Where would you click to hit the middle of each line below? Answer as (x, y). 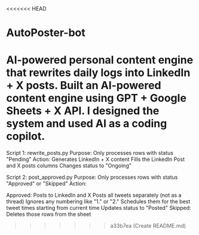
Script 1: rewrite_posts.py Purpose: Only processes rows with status (90, 153)
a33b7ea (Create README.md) (148, 226)
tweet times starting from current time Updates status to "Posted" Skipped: (99, 208)
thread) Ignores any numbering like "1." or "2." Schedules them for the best (98, 202)
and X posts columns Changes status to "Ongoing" (69, 166)
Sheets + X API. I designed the (83, 111)
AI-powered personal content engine (100, 60)
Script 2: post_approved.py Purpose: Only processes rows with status (92, 177)
